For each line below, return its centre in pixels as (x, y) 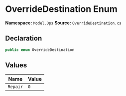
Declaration (24, 38)
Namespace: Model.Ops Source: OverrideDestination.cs (63, 23)
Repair (15, 87)
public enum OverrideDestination (40, 50)
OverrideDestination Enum (62, 9)
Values (16, 65)
